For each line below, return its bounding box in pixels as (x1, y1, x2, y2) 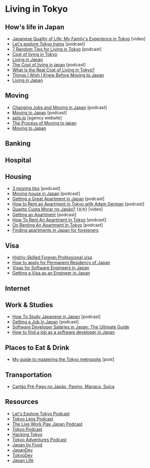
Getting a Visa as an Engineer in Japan (12, 270, 90, 276)
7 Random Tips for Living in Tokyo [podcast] (12, 46, 102, 52)
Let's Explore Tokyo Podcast (12, 410, 70, 416)
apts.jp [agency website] (12, 115, 62, 121)
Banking (5, 139, 31, 148)
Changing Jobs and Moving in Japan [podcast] (12, 104, 107, 110)
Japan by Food (12, 442, 43, 447)
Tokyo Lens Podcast (12, 416, 54, 422)
